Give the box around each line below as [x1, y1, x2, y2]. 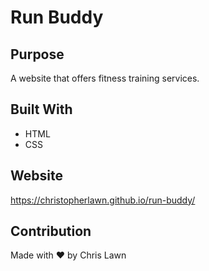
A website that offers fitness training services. [10, 72, 200, 84]
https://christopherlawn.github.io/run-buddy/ [10, 194, 196, 206]
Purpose [10, 46, 65, 63]
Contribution [10, 223, 92, 240]
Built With [10, 101, 73, 118]
